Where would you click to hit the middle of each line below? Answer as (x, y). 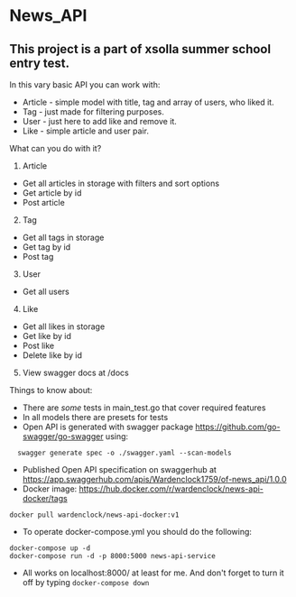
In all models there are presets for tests (95, 417)
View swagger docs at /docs (75, 372)
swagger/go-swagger (63, 436)
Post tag (38, 257)
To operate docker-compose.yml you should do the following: (137, 532)
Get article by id (52, 193)
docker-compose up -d (50, 548)
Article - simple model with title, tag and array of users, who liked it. (148, 102)
